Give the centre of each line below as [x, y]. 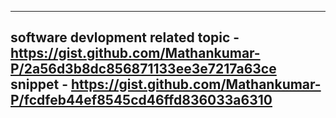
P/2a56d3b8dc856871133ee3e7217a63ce [143, 69]
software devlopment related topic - [125, 37]
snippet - [39, 84]
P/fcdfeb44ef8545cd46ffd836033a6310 [141, 100]
